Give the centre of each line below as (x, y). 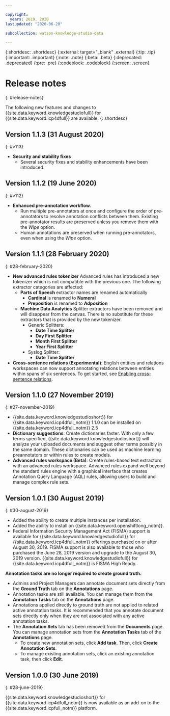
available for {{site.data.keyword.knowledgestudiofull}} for (74, 537)
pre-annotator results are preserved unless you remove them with (89, 222)
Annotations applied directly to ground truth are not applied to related (86, 605)
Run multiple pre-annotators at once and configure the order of (87, 211)
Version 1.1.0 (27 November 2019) (60, 395)
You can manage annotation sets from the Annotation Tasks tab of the (87, 632)
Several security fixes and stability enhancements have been (84, 162)
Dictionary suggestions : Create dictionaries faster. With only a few (83, 433)
